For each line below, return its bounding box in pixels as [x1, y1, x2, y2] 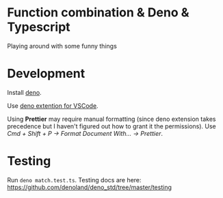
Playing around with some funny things [7, 42, 118, 50]
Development [7, 66, 86, 81]
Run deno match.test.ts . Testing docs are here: [7, 175, 142, 184]
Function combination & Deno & [7, 5, 189, 20]
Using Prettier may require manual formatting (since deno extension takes [7, 115, 216, 123]
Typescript [7, 19, 70, 35]
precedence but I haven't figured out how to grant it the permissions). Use [7, 122, 217, 130]
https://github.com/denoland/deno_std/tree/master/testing [7, 183, 172, 191]
